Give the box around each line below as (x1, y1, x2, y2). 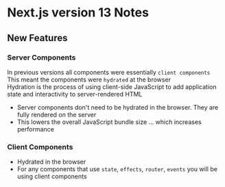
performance (16, 125, 55, 133)
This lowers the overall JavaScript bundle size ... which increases (16, 118, 202, 126)
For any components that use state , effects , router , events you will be (16, 165, 218, 173)
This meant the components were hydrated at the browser (7, 75, 171, 84)
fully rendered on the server (16, 110, 97, 119)
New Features (7, 32, 68, 44)
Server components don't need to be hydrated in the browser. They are (16, 103, 219, 111)
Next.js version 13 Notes (7, 5, 150, 21)
